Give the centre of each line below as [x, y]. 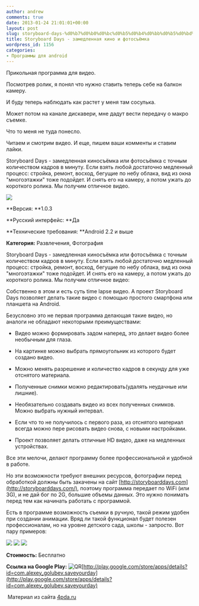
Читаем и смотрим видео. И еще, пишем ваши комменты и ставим [91, 142]
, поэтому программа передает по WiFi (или [133, 488]
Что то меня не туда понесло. [44, 131]
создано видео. [34, 357]
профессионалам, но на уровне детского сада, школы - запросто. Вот [95, 525]
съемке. [17, 120]
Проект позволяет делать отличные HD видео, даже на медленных [100, 440]
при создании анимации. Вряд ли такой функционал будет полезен [91, 518]
